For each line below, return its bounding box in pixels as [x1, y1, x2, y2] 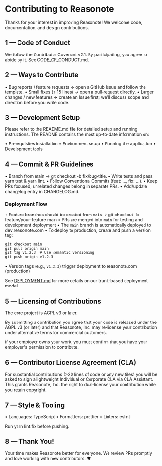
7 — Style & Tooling [5, 401, 65, 409]
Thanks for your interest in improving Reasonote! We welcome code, [5, 19, 143, 25]
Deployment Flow [5, 201, 48, 208]
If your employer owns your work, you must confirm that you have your [5, 339, 147, 345]
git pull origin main [5, 246, 49, 251]
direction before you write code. [5, 99, 70, 105]
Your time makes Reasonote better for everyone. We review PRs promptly [5, 450, 152, 456]
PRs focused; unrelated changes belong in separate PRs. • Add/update [5, 183, 147, 189]
